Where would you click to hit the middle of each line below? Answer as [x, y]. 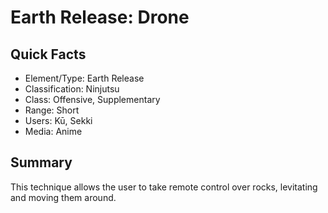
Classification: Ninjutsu [72, 89]
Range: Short [52, 110]
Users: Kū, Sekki [58, 120]
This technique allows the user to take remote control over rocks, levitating [164, 187]
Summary [41, 162]
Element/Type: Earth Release [84, 78]
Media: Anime [53, 131]
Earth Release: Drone [100, 17]
